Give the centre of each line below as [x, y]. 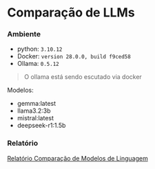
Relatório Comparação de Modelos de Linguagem [77, 158]
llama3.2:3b [34, 111]
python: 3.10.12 [40, 49]
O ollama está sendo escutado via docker [83, 77]
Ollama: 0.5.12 [38, 64]
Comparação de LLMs [71, 13]
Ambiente [24, 34]
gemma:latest [37, 104]
